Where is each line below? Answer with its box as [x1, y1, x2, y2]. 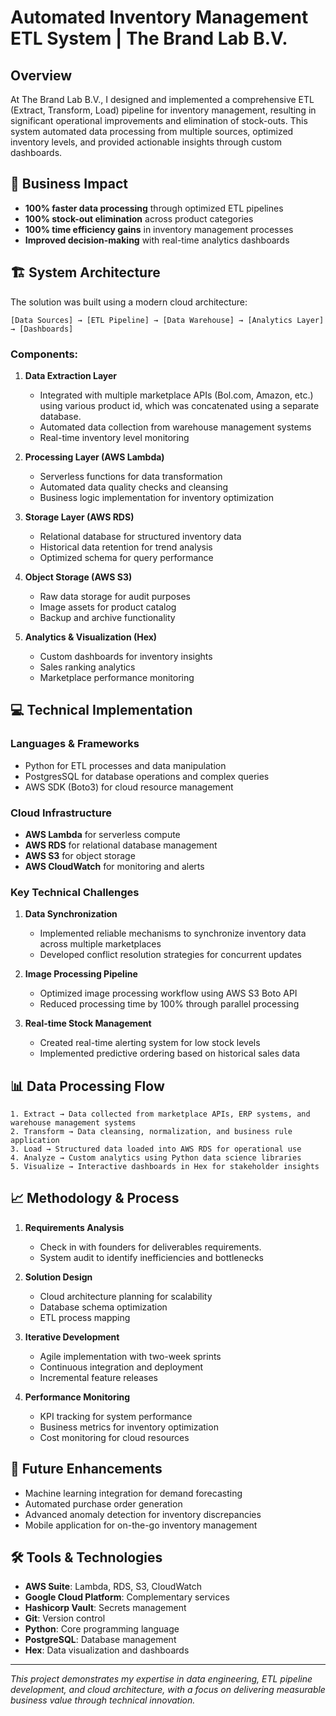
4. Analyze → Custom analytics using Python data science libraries [10, 1153, 302, 1163]
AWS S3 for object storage [24, 849, 136, 861]
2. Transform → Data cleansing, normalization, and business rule [10, 1127, 293, 1137]
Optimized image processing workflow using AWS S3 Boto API [39, 987, 298, 1000]
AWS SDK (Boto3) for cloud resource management [24, 781, 234, 793]
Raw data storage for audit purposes [39, 590, 191, 602]
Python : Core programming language [24, 1623, 180, 1635]
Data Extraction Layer [24, 369, 118, 381]
